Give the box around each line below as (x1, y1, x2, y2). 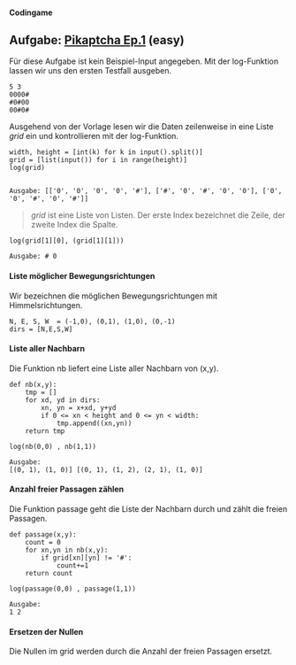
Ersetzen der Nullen (9, 626, 84, 637)
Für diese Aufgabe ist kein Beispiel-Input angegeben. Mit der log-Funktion (9, 56, 279, 66)
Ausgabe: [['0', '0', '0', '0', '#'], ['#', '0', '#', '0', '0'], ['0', (9, 187, 283, 196)
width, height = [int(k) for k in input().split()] (9, 148, 203, 157)
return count (25, 569, 73, 578)
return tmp (25, 426, 65, 436)
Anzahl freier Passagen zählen (9, 483, 125, 495)
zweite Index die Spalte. (30, 220, 118, 230)
